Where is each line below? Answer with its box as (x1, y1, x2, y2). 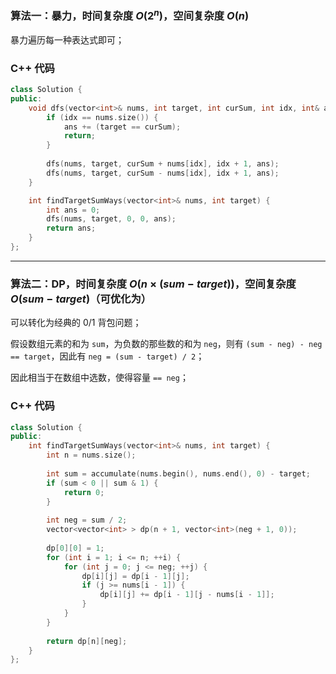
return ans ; (46, 223, 97, 234)
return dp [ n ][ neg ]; (46, 636, 128, 646)
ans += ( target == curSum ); (63, 122, 182, 132)
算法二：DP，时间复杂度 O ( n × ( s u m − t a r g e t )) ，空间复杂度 (10, 277, 297, 291)
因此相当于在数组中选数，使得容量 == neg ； (10, 372, 189, 384)
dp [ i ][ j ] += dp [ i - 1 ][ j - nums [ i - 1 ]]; (99, 590, 275, 600)
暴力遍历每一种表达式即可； (10, 33, 125, 46)
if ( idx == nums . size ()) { (46, 112, 159, 122)
